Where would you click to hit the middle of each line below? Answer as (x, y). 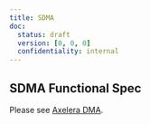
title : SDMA (32, 18)
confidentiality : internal (68, 52)
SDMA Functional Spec (75, 88)
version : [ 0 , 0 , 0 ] (54, 43)
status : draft (44, 34)
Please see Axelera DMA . (56, 110)
